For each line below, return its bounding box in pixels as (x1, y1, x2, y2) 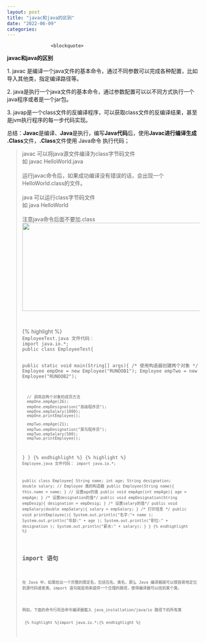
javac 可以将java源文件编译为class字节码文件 (21, 150, 136, 158)
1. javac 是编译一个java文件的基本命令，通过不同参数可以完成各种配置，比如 (7, 67, 198, 75)
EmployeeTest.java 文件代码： (21, 335, 95, 342)
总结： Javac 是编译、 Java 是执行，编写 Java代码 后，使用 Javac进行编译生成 (7, 129, 197, 137)
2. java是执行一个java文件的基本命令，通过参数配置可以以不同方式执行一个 (7, 88, 194, 96)
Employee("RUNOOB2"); (21, 373, 77, 380)
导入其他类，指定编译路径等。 (7, 75, 82, 83)
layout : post (7, 9, 40, 15)
